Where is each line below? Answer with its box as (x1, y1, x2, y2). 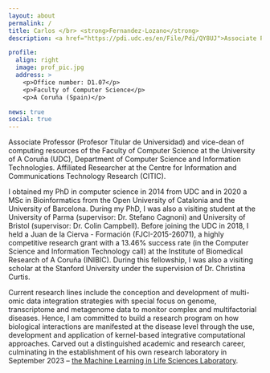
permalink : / (8, 19, 52, 27)
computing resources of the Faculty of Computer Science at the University (8, 146, 256, 156)
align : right (15, 56, 59, 64)
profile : (8, 49, 38, 57)
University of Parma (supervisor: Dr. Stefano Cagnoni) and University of (8, 213, 246, 222)
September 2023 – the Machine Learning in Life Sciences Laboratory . (8, 356, 239, 366)
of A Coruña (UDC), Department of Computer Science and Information (8, 154, 241, 164)
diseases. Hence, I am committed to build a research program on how (8, 314, 239, 323)
